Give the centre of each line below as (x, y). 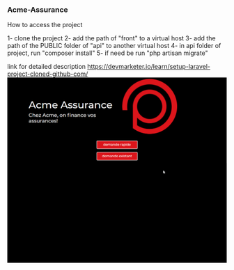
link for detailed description (46, 67)
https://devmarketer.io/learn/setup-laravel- (149, 67)
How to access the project (45, 25)
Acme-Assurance (38, 10)
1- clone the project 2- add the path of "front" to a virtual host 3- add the (111, 38)
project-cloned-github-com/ (48, 74)
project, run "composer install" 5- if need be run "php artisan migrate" (108, 53)
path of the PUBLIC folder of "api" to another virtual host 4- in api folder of (114, 46)
